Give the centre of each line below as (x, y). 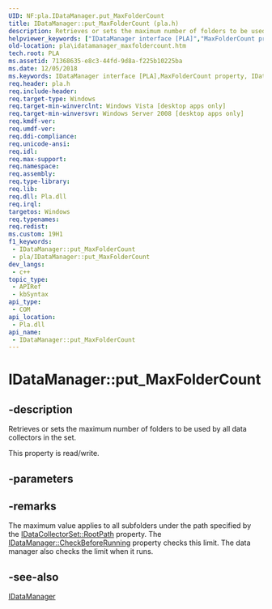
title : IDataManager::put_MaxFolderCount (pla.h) (94, 23)
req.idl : (23, 151)
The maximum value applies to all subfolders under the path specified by (130, 526)
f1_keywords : (30, 242)
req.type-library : (39, 182)
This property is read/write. (54, 454)
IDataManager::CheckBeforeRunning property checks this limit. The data (130, 543)
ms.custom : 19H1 (36, 234)
